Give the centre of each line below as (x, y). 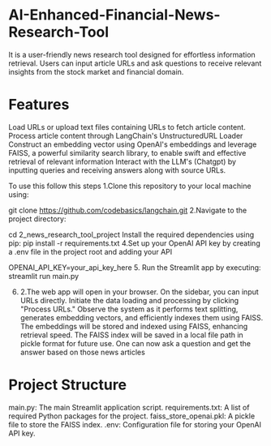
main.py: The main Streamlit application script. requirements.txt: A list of (129, 407)
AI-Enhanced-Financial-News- (114, 15)
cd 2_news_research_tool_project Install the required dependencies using (131, 234)
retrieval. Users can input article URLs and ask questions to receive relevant (135, 63)
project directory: (37, 219)
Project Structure (68, 385)
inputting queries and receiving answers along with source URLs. (117, 170)
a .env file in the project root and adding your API (90, 251)
